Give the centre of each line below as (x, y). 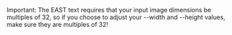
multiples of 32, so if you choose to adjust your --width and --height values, (116, 17)
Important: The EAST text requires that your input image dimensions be (109, 10)
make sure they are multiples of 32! (58, 24)
